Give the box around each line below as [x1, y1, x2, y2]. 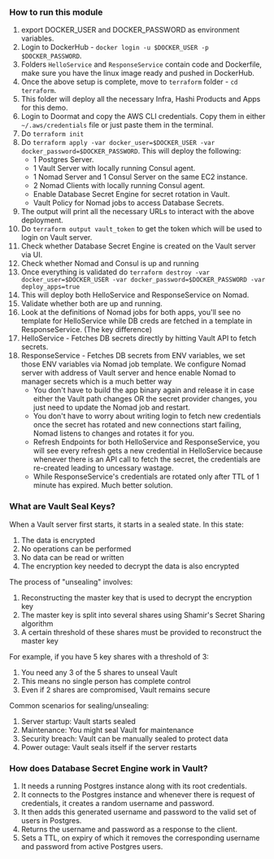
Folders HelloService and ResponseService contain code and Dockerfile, [20, 59, 263, 69]
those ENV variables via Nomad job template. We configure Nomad [20, 359, 246, 369]
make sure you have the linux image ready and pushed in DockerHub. [20, 68, 254, 78]
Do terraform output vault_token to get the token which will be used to [20, 224, 263, 234]
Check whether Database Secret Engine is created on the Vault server [20, 241, 256, 251]
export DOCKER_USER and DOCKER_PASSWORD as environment [20, 25, 240, 35]
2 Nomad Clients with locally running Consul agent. [33, 181, 206, 191]
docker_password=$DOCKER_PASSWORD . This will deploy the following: [20, 146, 241, 156]
